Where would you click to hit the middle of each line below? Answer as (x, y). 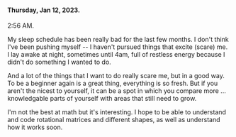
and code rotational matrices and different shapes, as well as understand (114, 120)
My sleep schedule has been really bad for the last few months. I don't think (118, 40)
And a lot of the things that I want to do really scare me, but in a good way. (116, 76)
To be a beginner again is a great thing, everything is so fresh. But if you (113, 83)
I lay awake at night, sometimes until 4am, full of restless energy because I (116, 55)
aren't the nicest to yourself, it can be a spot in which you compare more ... (117, 91)
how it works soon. (35, 127)
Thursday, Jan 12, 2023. (44, 10)
